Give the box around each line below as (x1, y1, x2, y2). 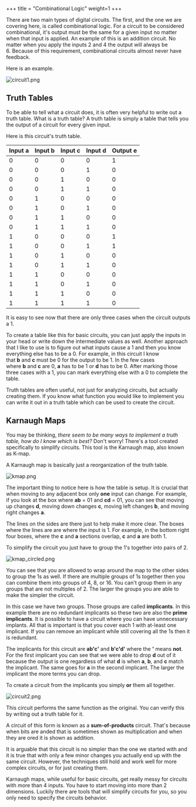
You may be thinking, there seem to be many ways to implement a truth (6, 431, 178, 438)
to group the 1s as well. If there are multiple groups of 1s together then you (6, 573, 185, 580)
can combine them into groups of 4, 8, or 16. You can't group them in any (6, 579, 183, 586)
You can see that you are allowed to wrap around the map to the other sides (6, 566, 189, 574)
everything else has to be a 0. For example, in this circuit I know (6, 350, 160, 357)
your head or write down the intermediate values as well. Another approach (6, 338, 188, 345)
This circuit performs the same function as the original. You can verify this (6, 704, 185, 711)
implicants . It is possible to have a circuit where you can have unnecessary (6, 615, 188, 622)
